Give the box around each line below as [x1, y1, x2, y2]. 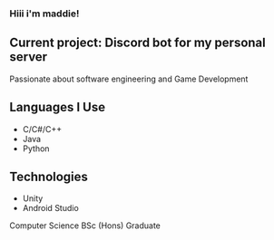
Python [22, 143, 50, 154]
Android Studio [22, 203, 79, 214]
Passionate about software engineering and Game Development [9, 73, 249, 84]
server [9, 49, 48, 65]
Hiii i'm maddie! [9, 7, 80, 20]
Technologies [9, 168, 89, 184]
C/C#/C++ [22, 123, 62, 134]
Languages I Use [9, 100, 106, 115]
